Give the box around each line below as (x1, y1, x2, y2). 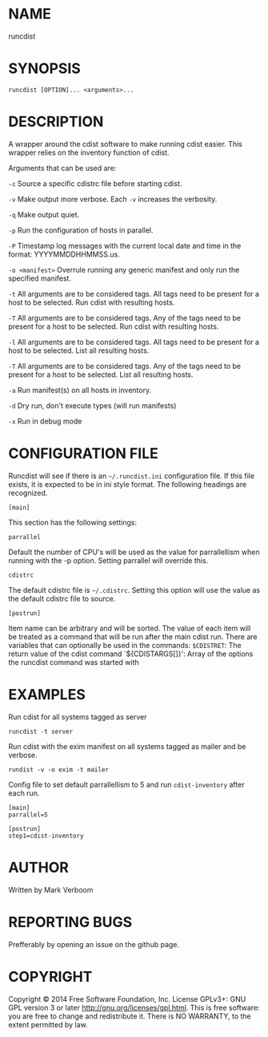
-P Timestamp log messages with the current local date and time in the (8, 241, 242, 250)
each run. (8, 788, 40, 798)
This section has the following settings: (8, 517, 138, 527)
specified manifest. (8, 273, 72, 283)
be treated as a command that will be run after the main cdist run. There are (8, 631, 258, 642)
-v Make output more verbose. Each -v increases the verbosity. (8, 194, 218, 204)
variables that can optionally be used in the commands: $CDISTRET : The (8, 640, 242, 650)
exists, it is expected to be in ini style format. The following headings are (8, 479, 246, 489)
